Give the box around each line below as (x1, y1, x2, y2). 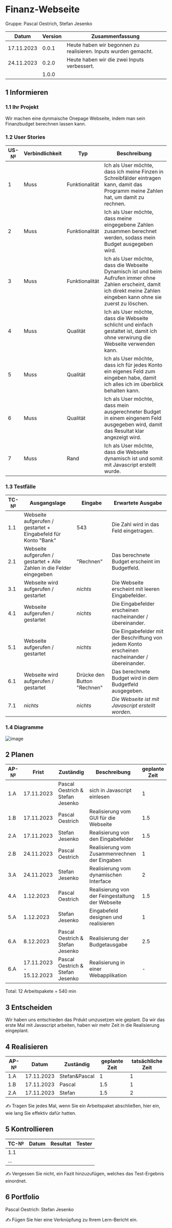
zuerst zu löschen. (104, 300, 148, 307)
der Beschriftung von (112, 634, 163, 641)
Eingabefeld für (24, 531, 61, 538)
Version (42, 32, 62, 39)
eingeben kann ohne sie (104, 293, 162, 301)
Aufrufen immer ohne (104, 274, 156, 281)
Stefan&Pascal (59, 1072, 95, 1079)
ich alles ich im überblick (104, 380, 164, 388)
